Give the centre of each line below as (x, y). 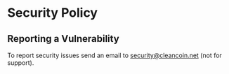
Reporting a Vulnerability (63, 39)
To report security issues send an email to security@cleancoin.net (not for (115, 55)
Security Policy (53, 13)
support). (21, 63)
